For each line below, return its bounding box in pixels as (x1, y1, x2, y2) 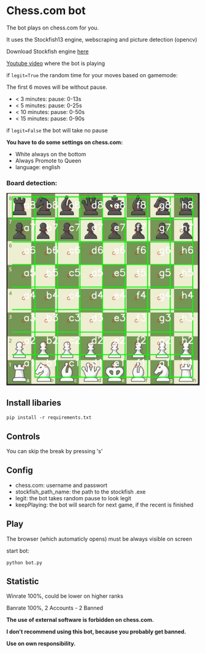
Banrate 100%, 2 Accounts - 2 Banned (6, 605, 104, 612)
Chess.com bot (6, 4, 86, 18)
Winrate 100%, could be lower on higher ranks (6, 592, 124, 600)
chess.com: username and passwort (15, 481, 108, 489)
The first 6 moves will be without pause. (6, 83, 107, 91)
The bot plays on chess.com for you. (6, 24, 99, 31)
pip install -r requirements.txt (6, 414, 92, 421)
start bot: (6, 547, 29, 554)
